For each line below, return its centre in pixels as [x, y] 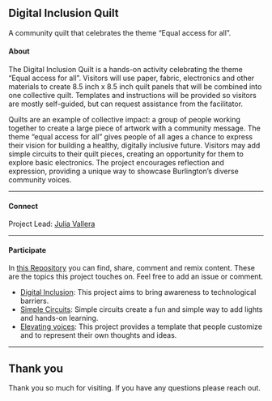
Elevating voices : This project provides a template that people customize [141, 326]
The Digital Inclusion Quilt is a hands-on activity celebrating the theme [125, 70]
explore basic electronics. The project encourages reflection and [117, 163]
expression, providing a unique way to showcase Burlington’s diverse [123, 171]
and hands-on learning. [59, 318]
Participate [28, 250]
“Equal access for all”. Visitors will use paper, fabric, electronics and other [132, 78]
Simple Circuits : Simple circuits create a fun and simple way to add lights [141, 309]
